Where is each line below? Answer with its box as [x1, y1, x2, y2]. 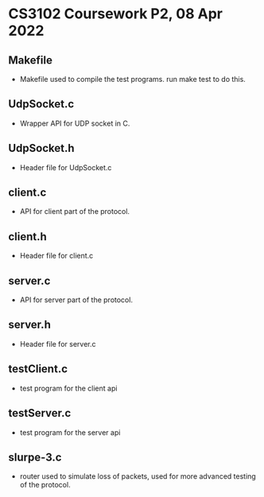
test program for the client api [19, 383, 118, 393]
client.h [8, 230, 48, 243]
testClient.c [8, 363, 68, 376]
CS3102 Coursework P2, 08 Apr [8, 5, 223, 23]
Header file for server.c [19, 339, 96, 348]
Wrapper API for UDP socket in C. [19, 118, 130, 128]
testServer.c [8, 406, 72, 420]
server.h [8, 318, 52, 332]
